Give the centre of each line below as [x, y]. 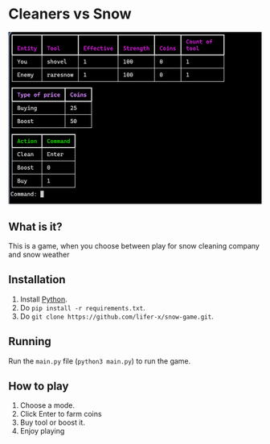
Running [30, 341]
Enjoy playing [42, 431]
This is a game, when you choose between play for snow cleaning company [134, 246]
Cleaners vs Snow [70, 14]
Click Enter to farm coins [61, 414]
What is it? [35, 226]
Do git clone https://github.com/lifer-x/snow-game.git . [117, 316]
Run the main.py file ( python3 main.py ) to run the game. [100, 361]
